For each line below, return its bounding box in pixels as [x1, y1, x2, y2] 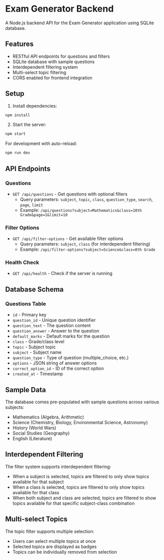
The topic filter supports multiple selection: [5, 528, 95, 534]
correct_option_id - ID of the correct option [12, 365, 104, 371]
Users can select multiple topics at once [12, 538, 96, 544]
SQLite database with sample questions [12, 59, 95, 65]
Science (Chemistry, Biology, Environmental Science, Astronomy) [12, 419, 148, 425]
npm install [5, 112, 30, 118]
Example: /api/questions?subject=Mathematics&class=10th [20, 207, 142, 213]
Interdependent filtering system [12, 64, 78, 70]
